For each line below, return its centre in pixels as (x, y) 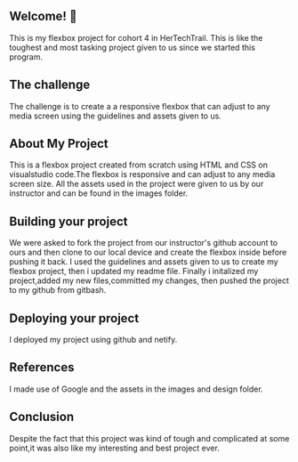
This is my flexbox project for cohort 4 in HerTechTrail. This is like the (136, 37)
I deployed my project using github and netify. (93, 340)
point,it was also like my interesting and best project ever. (114, 448)
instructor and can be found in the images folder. (99, 193)
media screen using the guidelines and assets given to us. (116, 116)
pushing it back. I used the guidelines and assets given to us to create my (144, 262)
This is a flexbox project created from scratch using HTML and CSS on (139, 165)
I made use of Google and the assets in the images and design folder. (137, 389)
